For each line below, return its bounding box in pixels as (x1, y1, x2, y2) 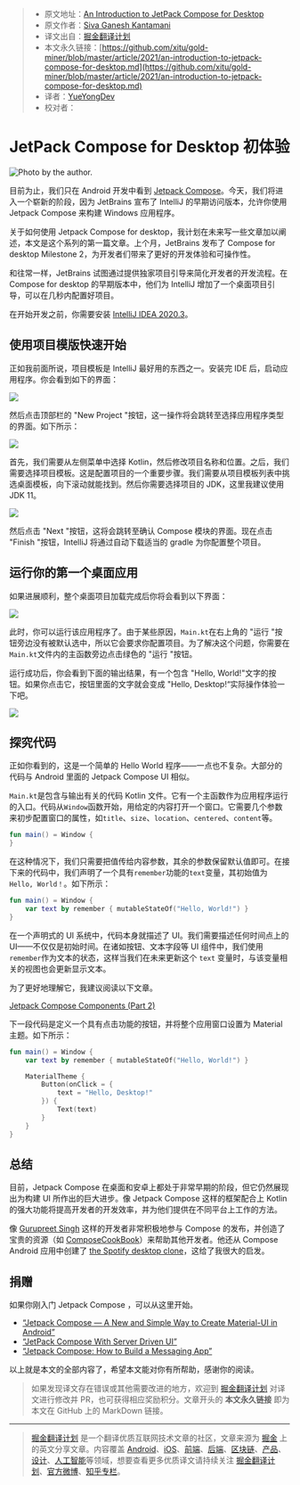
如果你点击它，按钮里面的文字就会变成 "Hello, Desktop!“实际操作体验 (24, 678, 278, 689)
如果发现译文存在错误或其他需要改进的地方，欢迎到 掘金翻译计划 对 (30, 1383, 278, 1394)
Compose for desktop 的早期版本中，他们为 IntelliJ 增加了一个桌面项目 (9, 278, 268, 289)
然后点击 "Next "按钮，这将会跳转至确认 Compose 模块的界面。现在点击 (9, 525, 273, 536)
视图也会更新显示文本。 (24, 963, 111, 974)
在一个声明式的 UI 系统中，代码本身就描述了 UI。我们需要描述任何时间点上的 (9, 930, 289, 940)
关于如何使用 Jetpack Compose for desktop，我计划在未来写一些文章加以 (9, 226, 279, 237)
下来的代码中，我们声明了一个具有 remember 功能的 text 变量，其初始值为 (9, 867, 268, 878)
